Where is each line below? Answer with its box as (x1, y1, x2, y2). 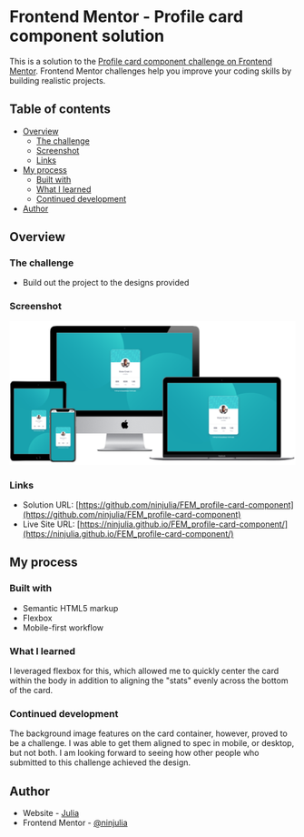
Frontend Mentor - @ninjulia (22, 817, 129, 829)
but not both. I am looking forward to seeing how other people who (9, 748, 260, 759)
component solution (9, 25, 165, 46)
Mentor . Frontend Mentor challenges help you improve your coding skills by (9, 66, 292, 76)
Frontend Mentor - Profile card (9, 6, 243, 27)
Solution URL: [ (22, 499, 79, 510)
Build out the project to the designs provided (22, 277, 190, 288)
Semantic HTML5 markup (22, 602, 119, 613)
